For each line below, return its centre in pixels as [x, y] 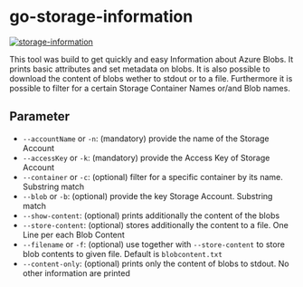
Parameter [40, 116]
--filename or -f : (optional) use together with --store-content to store [153, 244]
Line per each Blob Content [73, 234]
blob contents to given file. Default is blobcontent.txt [123, 254]
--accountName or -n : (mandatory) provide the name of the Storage [146, 139]
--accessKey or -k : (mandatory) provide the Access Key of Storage [146, 158]
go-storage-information [101, 17]
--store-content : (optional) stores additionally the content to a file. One [156, 225]
